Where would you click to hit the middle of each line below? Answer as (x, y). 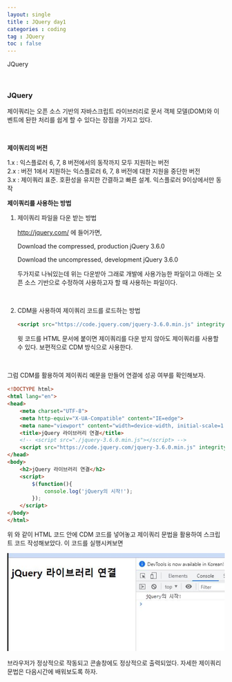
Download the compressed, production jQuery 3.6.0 (91, 246)
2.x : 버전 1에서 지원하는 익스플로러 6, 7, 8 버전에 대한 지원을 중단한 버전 (104, 171)
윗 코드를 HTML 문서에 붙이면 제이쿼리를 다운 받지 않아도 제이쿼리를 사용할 (118, 339)
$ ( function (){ (52, 484)
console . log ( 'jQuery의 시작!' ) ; (88, 491)
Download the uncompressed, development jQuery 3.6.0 (97, 260)
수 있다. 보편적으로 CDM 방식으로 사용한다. (75, 347)
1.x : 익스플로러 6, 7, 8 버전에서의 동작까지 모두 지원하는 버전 (88, 163)
